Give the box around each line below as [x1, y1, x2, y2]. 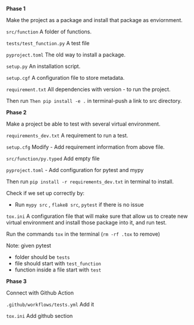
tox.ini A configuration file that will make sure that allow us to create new [6, 212, 188, 220]
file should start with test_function [14, 260, 101, 267]
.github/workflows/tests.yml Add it [6, 301, 94, 308]
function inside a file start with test [14, 266, 102, 273]
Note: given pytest [6, 242, 52, 249]
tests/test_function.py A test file [6, 40, 90, 46]
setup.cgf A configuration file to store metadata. [6, 74, 125, 81]
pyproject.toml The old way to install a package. [6, 51, 126, 58]
